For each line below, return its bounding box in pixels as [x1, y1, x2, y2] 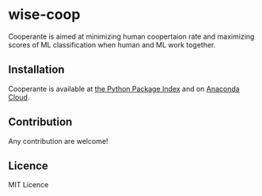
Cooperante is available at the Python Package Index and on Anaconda [8, 84, 240, 93]
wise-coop [8, 6, 81, 24]
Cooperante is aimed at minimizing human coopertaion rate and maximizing [8, 32, 255, 41]
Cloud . [8, 92, 30, 102]
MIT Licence [8, 180, 49, 190]
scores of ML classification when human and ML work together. [8, 40, 216, 49]
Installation [8, 63, 65, 77]
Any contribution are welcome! [8, 136, 108, 145]
